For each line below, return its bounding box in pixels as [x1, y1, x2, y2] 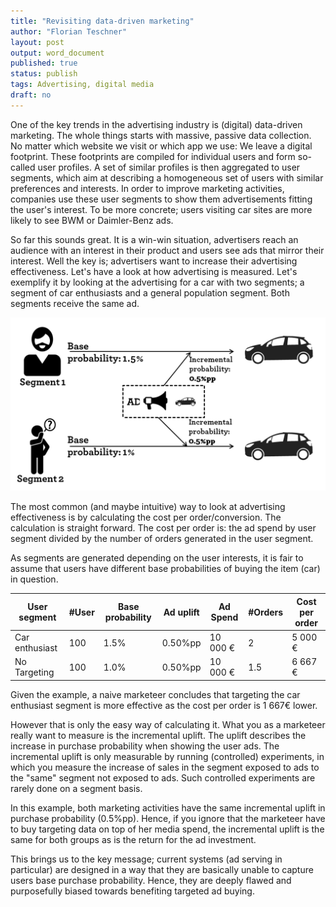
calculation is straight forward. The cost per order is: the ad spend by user [10, 522, 317, 534]
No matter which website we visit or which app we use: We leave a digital [10, 140, 313, 152]
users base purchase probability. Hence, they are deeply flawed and [10, 874, 292, 886]
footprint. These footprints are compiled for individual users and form [10, 150, 296, 162]
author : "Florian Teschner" [10, 26, 128, 37]
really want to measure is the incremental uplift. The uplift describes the [10, 729, 307, 741]
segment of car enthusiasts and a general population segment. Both [10, 286, 290, 299]
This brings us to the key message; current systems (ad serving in [10, 853, 283, 865]
